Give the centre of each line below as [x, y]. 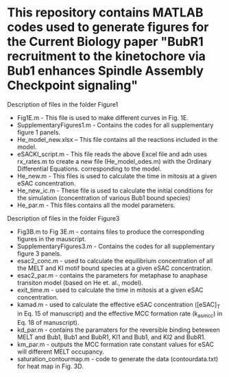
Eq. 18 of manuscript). [48, 322]
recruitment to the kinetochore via [106, 57]
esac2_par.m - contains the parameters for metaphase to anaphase [112, 275]
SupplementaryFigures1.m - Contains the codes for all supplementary [115, 125]
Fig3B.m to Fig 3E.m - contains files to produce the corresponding [110, 232]
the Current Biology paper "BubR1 [105, 42]
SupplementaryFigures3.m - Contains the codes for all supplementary [116, 246]
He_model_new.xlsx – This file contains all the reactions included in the [117, 139]
